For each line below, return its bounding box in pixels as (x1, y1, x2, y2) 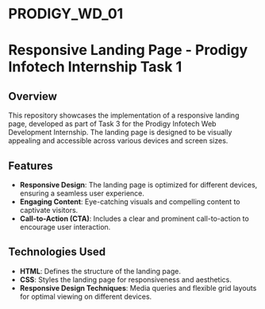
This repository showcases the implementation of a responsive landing (8, 110, 240, 120)
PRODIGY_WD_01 (8, 5, 124, 23)
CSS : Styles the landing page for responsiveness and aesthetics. (19, 275, 232, 284)
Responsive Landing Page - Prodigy (8, 41, 248, 60)
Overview (8, 89, 58, 103)
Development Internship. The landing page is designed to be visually (8, 128, 232, 137)
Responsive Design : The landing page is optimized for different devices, (19, 180, 258, 189)
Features (8, 159, 53, 172)
